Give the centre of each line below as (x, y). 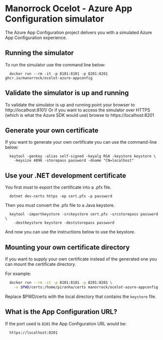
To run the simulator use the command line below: (55, 64)
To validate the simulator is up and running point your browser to (70, 105)
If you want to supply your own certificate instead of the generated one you (81, 259)
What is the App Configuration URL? (61, 312)
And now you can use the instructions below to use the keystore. (70, 232)
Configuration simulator (55, 19)
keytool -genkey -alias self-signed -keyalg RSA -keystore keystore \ (83, 156)
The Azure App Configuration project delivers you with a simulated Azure (79, 32)
